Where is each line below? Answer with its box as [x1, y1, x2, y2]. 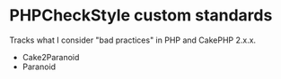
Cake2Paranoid [22, 51, 80, 62]
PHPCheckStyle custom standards [9, 5, 273, 26]
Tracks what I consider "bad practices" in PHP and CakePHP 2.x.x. [9, 35, 257, 45]
